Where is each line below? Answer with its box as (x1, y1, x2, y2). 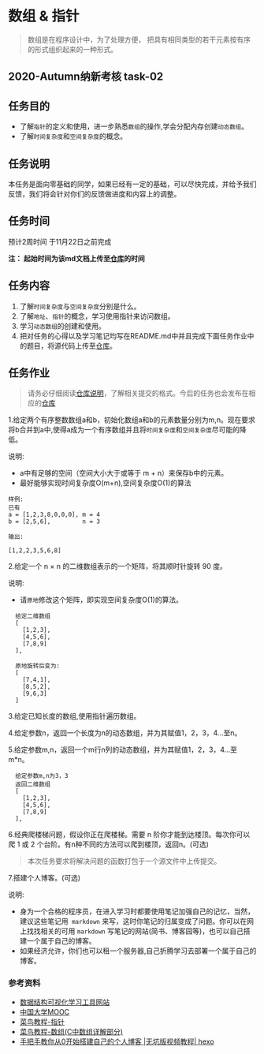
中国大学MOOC (19, 1007, 70, 1016)
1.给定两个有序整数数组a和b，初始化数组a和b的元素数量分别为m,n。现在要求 (8, 415, 256, 424)
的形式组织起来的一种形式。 (27, 44, 118, 54)
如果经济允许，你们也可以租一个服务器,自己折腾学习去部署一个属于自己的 (19, 946, 257, 955)
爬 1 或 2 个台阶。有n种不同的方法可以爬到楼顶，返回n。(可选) (8, 839, 209, 849)
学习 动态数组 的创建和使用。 (19, 321, 106, 331)
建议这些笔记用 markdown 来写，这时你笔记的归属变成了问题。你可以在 (19, 917, 247, 926)
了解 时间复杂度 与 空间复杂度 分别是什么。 (19, 301, 141, 311)
